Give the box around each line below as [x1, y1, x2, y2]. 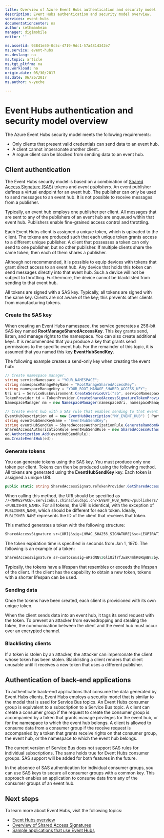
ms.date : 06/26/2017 [5, 75, 47, 80]
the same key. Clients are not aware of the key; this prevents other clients [5, 294, 153, 300]
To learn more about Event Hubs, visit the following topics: [5, 808, 123, 814]
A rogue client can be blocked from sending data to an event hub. [12, 151, 144, 157]
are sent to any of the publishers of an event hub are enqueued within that [5, 214, 155, 220]
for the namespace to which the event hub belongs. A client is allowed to [5, 720, 151, 726]
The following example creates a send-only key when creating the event [5, 358, 150, 364]
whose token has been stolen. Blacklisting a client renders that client [5, 656, 143, 662]
